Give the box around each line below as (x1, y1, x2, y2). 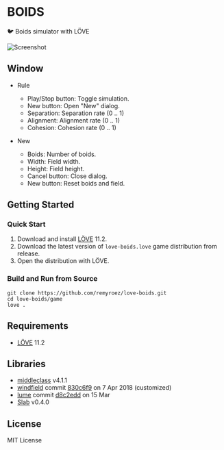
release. (16, 249, 40, 258)
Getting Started (7, 199, 75, 211)
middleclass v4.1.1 (16, 376, 67, 384)
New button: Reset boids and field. (27, 179, 125, 187)
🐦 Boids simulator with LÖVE (7, 27, 90, 35)
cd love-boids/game (7, 295, 63, 302)
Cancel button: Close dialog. (27, 172, 108, 180)
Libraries (7, 358, 46, 370)
